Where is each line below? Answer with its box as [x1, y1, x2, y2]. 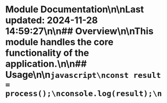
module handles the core [5, 36, 114, 48]
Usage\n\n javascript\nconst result [5, 69, 161, 80]
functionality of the [5, 47, 89, 59]
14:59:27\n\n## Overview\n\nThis [5, 26, 154, 37]
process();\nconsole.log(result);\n [5, 89, 162, 98]
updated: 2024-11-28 [5, 14, 98, 26]
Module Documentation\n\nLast [5, 4, 144, 15]
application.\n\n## [5, 58, 87, 70]
